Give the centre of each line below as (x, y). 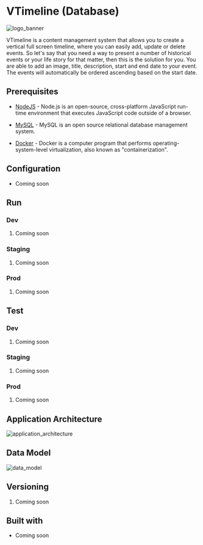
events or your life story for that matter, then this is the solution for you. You (101, 59)
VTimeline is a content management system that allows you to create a (95, 40)
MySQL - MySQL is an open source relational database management (101, 125)
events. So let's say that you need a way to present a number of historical (98, 53)
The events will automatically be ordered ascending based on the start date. (102, 72)
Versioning (27, 487)
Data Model (29, 453)
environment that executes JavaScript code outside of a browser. (110, 113)
